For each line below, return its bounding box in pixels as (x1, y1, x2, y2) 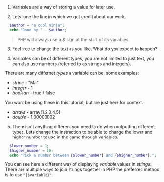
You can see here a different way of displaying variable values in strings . (5, 161, 152, 167)
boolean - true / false (12, 90, 55, 96)
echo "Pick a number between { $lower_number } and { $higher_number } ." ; (9, 153, 157, 158)
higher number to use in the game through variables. (12, 134, 118, 140)
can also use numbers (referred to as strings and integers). (12, 61, 131, 67)
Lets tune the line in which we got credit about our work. (12, 14, 126, 19)
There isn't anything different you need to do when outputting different (12, 123, 155, 129)
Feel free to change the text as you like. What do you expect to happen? (12, 46, 158, 52)
